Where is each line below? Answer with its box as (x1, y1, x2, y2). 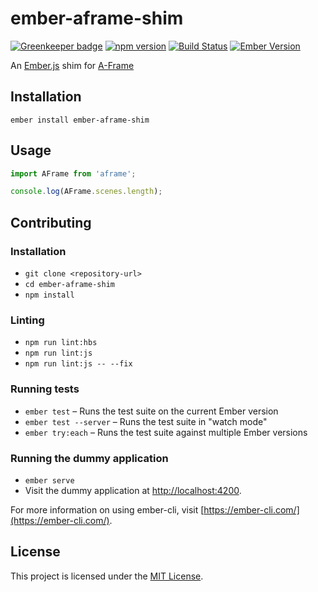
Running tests (10, 382, 80, 396)
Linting (10, 313, 45, 327)
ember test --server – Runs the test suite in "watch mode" (24, 415, 268, 427)
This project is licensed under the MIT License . (10, 570, 204, 582)
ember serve (24, 475, 75, 486)
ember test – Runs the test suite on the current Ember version (24, 405, 279, 417)
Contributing (10, 214, 92, 231)
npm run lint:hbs (24, 338, 98, 348)
